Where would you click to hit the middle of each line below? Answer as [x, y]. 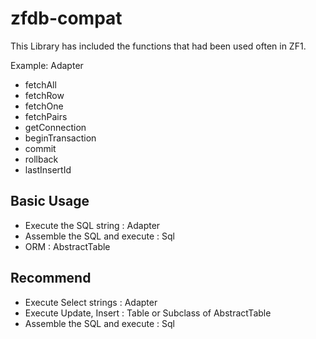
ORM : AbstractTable [67, 246]
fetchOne [44, 106]
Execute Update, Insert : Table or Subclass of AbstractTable [148, 313]
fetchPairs [46, 116]
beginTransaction [60, 138]
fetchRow [44, 95]
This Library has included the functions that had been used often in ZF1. [158, 46]
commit [40, 148]
